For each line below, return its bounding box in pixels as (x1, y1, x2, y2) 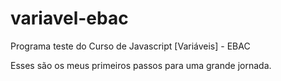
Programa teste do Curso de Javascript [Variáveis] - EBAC (10, 40, 251, 52)
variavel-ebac (10, 7, 129, 30)
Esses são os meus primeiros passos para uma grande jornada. (10, 59, 272, 71)
